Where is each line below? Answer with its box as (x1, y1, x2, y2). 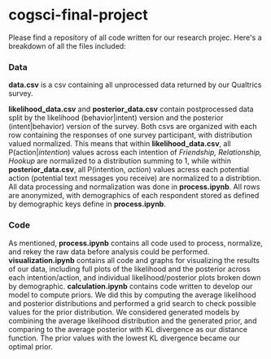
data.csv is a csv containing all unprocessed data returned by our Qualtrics (8, 80, 262, 90)
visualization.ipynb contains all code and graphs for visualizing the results (8, 255, 260, 265)
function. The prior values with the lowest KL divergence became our (8, 333, 241, 343)
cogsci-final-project (8, 6, 149, 24)
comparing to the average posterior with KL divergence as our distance (8, 324, 248, 334)
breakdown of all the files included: (8, 41, 126, 50)
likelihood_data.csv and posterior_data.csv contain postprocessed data (8, 104, 254, 115)
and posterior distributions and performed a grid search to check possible (8, 298, 256, 308)
